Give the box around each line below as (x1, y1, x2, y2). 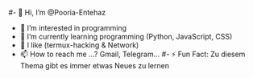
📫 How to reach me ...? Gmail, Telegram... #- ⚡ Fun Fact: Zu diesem (19, 49, 246, 59)
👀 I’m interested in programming (19, 23, 127, 32)
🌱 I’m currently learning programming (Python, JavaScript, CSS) (19, 32, 233, 41)
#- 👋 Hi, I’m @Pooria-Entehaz (8, 8, 106, 17)
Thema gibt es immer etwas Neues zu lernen (19, 61, 169, 70)
